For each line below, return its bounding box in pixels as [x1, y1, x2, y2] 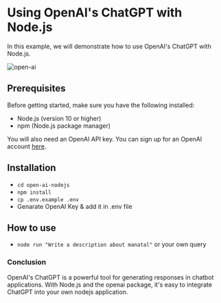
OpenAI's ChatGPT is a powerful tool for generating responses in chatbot [7, 273, 214, 281]
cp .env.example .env [16, 196, 79, 203]
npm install [16, 189, 51, 196]
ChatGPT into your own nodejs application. [7, 287, 128, 296]
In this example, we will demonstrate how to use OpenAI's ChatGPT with [7, 42, 211, 50]
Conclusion [7, 258, 47, 267]
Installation [7, 162, 56, 174]
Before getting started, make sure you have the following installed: [7, 101, 195, 109]
